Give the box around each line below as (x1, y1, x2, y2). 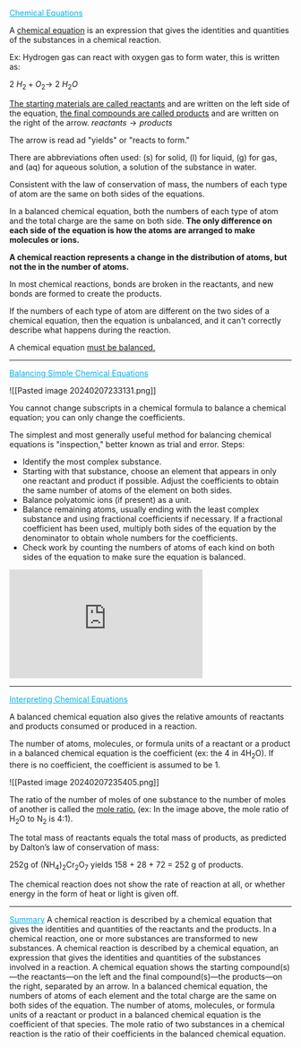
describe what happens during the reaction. (9, 325, 172, 335)
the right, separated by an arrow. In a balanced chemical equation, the (9, 981, 269, 992)
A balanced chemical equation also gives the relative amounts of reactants (9, 711, 285, 722)
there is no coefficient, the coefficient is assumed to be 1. (9, 759, 221, 770)
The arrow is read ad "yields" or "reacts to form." (9, 134, 191, 145)
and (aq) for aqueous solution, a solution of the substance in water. (9, 161, 257, 172)
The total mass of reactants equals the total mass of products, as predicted (9, 833, 287, 844)
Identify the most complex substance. (21, 456, 162, 467)
